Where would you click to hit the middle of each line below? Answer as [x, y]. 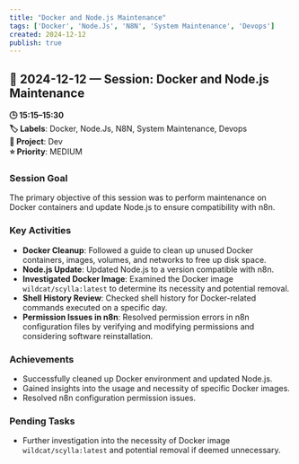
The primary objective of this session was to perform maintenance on [138, 197]
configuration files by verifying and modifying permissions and [138, 326]
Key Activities [40, 231]
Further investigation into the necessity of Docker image [126, 441]
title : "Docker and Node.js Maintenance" [88, 18]
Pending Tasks [42, 421]
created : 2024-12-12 [48, 34]
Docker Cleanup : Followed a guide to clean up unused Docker [138, 250]
